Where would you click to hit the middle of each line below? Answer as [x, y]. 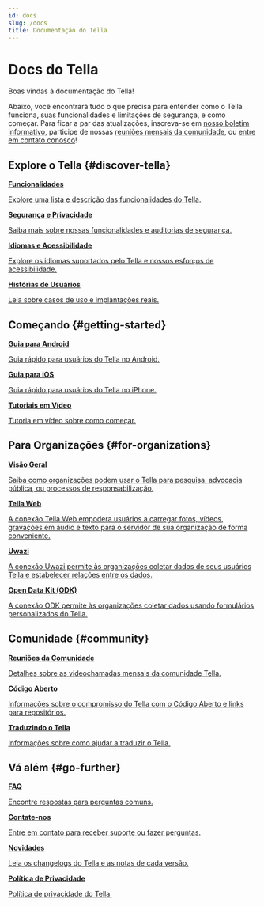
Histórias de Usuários [44, 285]
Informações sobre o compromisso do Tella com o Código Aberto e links [126, 703]
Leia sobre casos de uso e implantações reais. [84, 300]
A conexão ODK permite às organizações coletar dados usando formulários [131, 605]
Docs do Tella [53, 69]
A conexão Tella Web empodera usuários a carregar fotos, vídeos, [116, 518]
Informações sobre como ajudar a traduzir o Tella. [90, 743]
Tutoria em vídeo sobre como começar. [72, 420]
